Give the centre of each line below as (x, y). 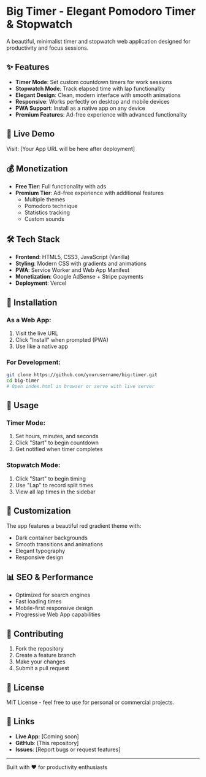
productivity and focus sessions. (48, 48)
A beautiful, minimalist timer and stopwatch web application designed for (99, 41)
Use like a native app (42, 346)
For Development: (34, 362)
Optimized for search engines (53, 595)
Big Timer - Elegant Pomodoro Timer (101, 11)
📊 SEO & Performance (50, 577)
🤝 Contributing (35, 634)
